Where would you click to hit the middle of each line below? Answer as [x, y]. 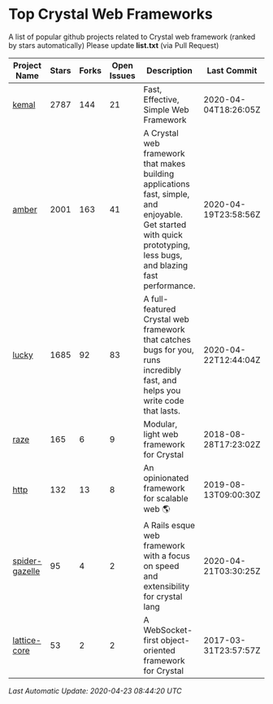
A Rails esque [169, 525]
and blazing [166, 265]
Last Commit [232, 70]
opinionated [166, 478]
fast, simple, [167, 194]
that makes [165, 164]
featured [160, 308]
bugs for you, [169, 349]
